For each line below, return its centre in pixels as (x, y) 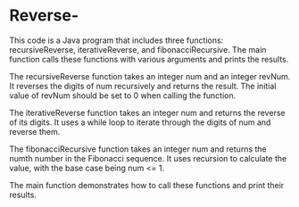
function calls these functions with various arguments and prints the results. (149, 59)
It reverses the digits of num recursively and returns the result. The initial (143, 86)
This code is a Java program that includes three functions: (116, 40)
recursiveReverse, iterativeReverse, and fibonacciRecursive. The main (138, 49)
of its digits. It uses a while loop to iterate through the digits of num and (140, 122)
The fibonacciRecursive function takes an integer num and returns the (138, 149)
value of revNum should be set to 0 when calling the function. (123, 95)
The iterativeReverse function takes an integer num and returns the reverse (147, 112)
